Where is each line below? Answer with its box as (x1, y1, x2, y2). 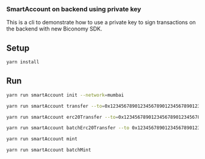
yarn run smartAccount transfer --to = (6, 103, 105, 109)
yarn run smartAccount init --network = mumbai (6, 92, 124, 98)
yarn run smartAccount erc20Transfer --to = (6, 114, 119, 120)
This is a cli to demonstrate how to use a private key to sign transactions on (6, 19, 196, 26)
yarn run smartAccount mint (6, 136, 78, 142)
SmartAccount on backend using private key (6, 5, 142, 13)
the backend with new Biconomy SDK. (6, 25, 103, 32)
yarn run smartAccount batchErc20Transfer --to (6, 125, 130, 131)
